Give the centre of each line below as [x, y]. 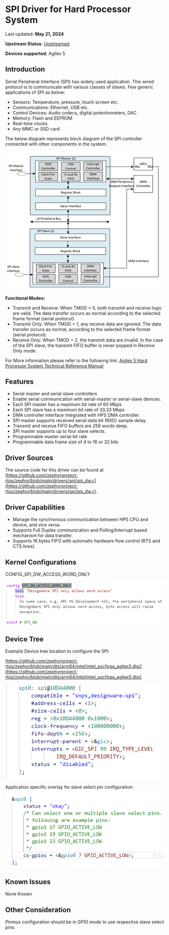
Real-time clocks [30, 123]
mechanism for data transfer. [43, 536]
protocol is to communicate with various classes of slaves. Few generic [79, 87]
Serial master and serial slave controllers [55, 394]
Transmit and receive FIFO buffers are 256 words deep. [70, 426]
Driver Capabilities [35, 507]
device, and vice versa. [37, 525]
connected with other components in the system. [56, 144]
